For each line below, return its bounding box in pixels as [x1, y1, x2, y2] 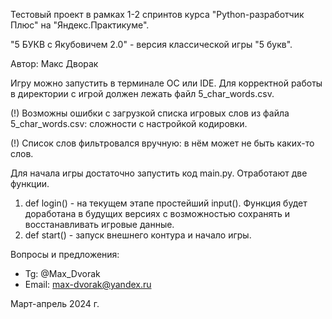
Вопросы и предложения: [10, 249, 120, 260]
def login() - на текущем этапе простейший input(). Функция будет [24, 197, 308, 209]
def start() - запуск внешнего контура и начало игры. [24, 229, 252, 241]
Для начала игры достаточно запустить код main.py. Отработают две [10, 167, 308, 179]
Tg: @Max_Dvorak [24, 268, 101, 279]
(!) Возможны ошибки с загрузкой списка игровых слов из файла [10, 107, 290, 119]
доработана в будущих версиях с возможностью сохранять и [24, 208, 291, 219]
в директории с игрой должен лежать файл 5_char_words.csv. [10, 88, 275, 99]
